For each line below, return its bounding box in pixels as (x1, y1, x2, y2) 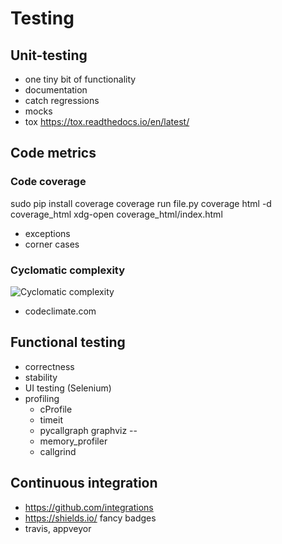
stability (24, 371, 58, 383)
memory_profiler (39, 435, 108, 447)
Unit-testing (10, 47, 88, 64)
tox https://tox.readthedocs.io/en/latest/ (24, 116, 190, 127)
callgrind (39, 445, 77, 457)
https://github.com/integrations (24, 501, 154, 513)
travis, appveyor (24, 522, 92, 534)
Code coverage (10, 175, 87, 189)
